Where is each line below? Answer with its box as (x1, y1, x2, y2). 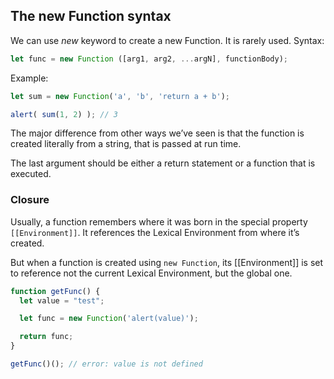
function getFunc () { (10, 286, 101, 296)
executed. (10, 168, 52, 180)
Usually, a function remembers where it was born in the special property (10, 215, 308, 228)
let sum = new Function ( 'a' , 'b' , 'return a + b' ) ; (10, 91, 230, 101)
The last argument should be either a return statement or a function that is (10, 157, 316, 169)
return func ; (19, 332, 74, 342)
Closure (10, 193, 50, 207)
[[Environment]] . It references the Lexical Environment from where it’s (10, 226, 300, 238)
